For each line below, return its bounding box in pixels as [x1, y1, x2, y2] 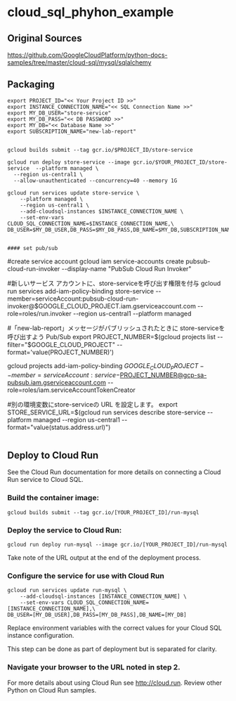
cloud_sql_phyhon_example [7, 4, 174, 20]
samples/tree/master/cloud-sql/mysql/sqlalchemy [7, 58, 152, 67]
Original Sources [7, 32, 82, 44]
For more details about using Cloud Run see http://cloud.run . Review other [7, 679, 223, 687]
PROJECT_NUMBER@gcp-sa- [119, 370, 207, 379]
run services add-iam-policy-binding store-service [7, 287, 155, 295]
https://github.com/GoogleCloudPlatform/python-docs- [7, 51, 168, 59]
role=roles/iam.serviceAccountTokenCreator [7, 386, 136, 394]
